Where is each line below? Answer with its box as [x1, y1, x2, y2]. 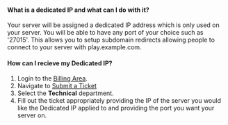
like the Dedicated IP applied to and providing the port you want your [17, 104, 215, 112]
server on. [17, 111, 47, 119]
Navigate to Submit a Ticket [17, 82, 97, 90]
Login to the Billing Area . [17, 74, 88, 83]
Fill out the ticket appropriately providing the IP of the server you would [17, 97, 221, 105]
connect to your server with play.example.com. [7, 43, 142, 51]
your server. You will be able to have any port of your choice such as [7, 28, 204, 37]
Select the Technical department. [17, 89, 114, 97]
